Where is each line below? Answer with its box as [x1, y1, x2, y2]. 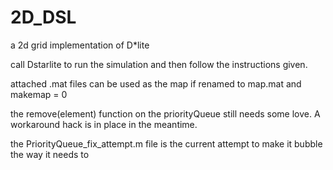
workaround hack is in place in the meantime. [10, 118, 198, 130]
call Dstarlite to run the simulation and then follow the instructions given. [10, 58, 308, 70]
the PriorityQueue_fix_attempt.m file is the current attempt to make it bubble [10, 137, 323, 150]
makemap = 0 [10, 88, 68, 100]
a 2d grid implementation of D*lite [10, 39, 150, 51]
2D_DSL [10, 6, 77, 29]
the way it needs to [10, 148, 90, 160]
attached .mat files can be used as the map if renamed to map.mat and [10, 77, 302, 90]
